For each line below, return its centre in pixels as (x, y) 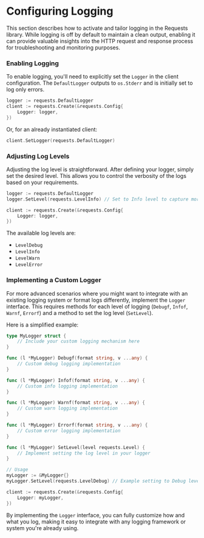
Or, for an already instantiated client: (52, 129)
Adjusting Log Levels (38, 156)
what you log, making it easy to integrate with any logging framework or (96, 522)
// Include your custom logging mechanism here (78, 342)
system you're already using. (42, 528)
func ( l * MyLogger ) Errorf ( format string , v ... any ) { (77, 425)
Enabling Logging (33, 63)
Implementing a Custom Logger (54, 280)
